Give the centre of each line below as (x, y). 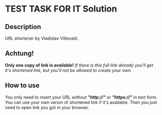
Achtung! (19, 53)
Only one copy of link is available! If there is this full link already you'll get (79, 65)
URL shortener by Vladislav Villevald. (42, 38)
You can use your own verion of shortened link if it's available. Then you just (81, 102)
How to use (22, 86)
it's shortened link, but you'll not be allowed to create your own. (68, 70)
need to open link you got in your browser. (47, 107)
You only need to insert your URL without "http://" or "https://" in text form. (81, 97)
